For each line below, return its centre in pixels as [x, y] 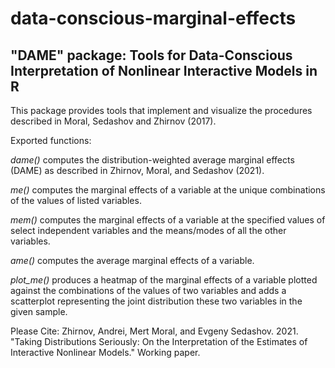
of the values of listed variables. [76, 200]
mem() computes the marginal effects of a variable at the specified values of [168, 220]
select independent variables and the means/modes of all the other [148, 230]
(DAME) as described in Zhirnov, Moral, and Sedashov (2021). [137, 170]
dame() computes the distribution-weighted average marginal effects [152, 160]
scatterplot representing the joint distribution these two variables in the [156, 301]
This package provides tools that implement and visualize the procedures [161, 110]
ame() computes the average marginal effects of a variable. [132, 260]
